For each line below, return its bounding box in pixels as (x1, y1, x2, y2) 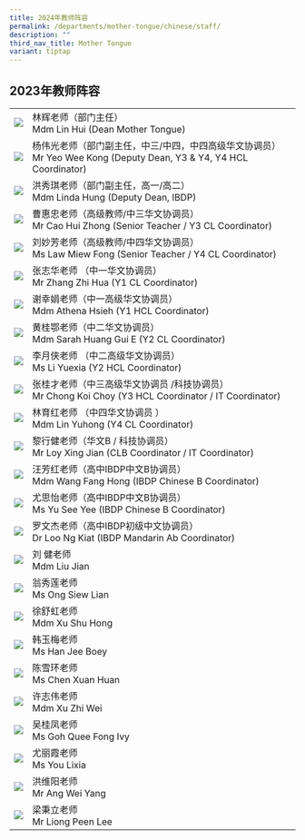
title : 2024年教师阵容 (9, 13, 89, 23)
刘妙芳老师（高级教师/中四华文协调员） (32, 235, 200, 248)
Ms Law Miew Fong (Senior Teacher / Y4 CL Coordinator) (32, 247, 277, 260)
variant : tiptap (9, 47, 71, 56)
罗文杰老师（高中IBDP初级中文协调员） (32, 519, 199, 532)
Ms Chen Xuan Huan (32, 673, 121, 686)
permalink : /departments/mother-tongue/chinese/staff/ (9, 22, 221, 31)
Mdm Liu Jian (32, 559, 90, 572)
